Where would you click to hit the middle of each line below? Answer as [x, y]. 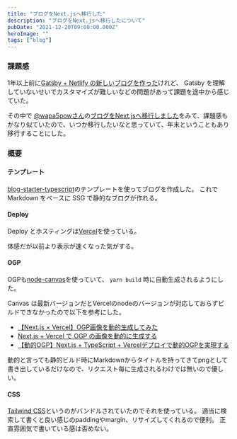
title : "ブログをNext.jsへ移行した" [57, 14]
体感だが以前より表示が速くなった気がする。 [73, 246]
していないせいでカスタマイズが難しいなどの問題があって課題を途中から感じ [118, 92]
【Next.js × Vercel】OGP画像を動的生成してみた [88, 327]
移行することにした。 [38, 133]
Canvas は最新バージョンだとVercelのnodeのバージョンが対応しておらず [113, 303]
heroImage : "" [28, 34]
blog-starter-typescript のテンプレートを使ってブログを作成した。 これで [112, 189]
